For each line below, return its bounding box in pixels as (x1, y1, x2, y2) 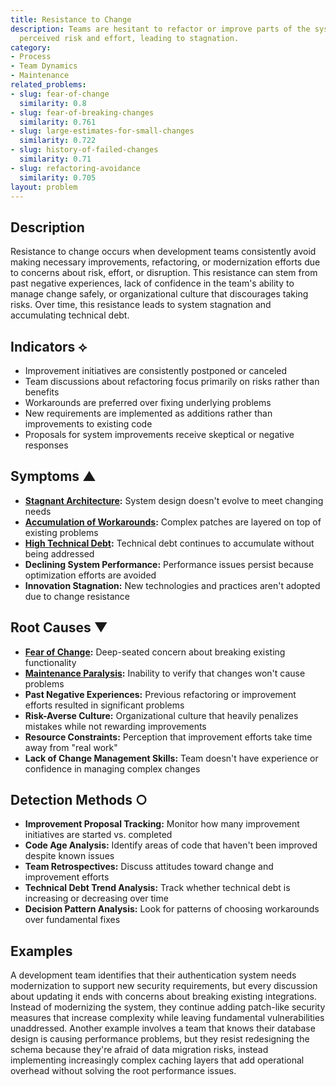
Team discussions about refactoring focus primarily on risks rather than (24, 376, 320, 387)
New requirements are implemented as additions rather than (24, 407, 273, 419)
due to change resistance (24, 590, 130, 602)
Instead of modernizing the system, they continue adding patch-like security (10, 1001, 326, 1013)
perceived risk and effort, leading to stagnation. (19, 33, 240, 43)
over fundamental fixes (24, 914, 121, 926)
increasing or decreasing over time (24, 892, 169, 905)
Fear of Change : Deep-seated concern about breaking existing (24, 646, 286, 658)
